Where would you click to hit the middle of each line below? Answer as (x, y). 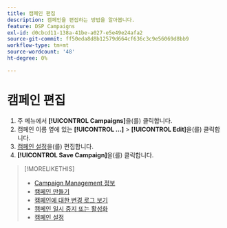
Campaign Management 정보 (75, 183)
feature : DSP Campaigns (41, 26)
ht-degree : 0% (28, 58)
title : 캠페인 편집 (31, 13)
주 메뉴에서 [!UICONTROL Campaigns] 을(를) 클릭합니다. (95, 120)
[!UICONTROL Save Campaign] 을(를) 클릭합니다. (85, 155)
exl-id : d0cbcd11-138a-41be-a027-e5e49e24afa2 (75, 33)
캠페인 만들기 (52, 191)
